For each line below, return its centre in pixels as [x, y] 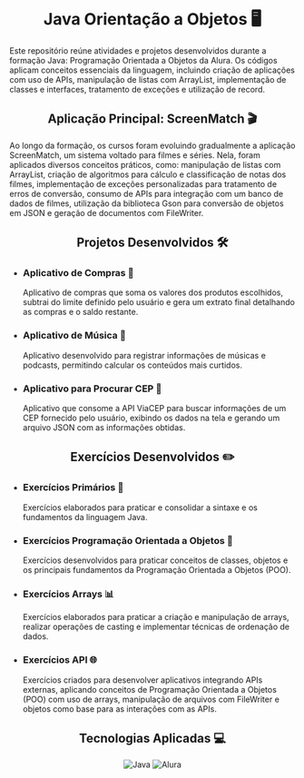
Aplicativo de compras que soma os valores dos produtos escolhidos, [153, 292]
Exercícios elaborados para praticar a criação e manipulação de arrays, [156, 617]
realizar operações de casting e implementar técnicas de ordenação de [156, 627]
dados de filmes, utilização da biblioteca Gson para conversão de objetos [147, 203]
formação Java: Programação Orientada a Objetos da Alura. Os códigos [144, 60]
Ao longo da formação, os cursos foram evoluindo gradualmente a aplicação [152, 145]
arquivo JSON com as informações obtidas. [104, 428]
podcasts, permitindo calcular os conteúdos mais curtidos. [132, 365]
